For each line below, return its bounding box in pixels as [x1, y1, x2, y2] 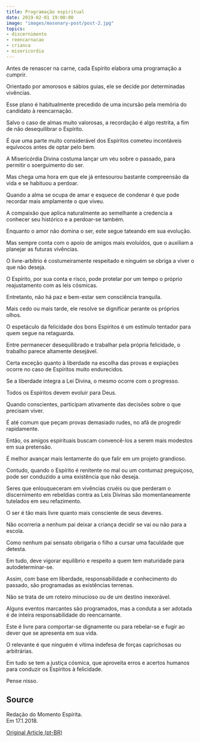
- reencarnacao [6, 37, 44, 43]
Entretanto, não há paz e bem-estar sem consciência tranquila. [6, 293, 162, 300]
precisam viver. [6, 407, 44, 414]
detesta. [6, 545, 27, 552]
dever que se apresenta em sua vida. [6, 629, 98, 637]
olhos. [6, 311, 22, 318]
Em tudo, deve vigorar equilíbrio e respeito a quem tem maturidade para [6, 557, 185, 564]
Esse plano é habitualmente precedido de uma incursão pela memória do [6, 101, 187, 108]
